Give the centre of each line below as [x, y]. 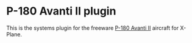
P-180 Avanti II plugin [61, 11]
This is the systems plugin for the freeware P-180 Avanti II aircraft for [93, 28]
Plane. [14, 34]
